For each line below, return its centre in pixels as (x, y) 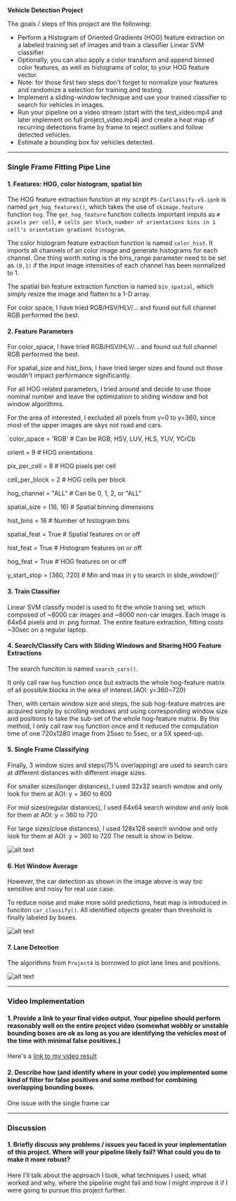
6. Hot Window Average (43, 866)
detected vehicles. (44, 134)
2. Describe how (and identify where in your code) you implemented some (118, 1072)
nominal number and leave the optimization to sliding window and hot (108, 396)
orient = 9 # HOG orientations (50, 453)
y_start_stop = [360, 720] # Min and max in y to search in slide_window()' (113, 575)
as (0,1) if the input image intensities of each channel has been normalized (117, 265)
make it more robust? (39, 1159)
